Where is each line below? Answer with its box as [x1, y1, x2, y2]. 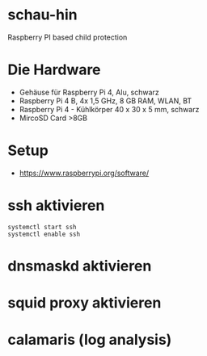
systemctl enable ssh [7, 230, 81, 238]
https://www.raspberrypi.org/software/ [19, 168, 150, 178]
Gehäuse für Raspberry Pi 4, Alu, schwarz [19, 87, 159, 97]
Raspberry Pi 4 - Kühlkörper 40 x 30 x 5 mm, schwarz [19, 104, 200, 114]
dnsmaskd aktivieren [7, 257, 152, 275]
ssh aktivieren [7, 196, 105, 215]
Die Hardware [7, 61, 102, 79]
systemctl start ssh [7, 223, 78, 231]
